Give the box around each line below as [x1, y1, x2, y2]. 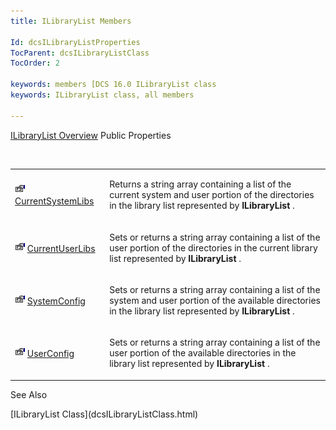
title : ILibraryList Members [10, 16, 132, 26]
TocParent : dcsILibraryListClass [10, 48, 150, 58]
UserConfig [26, 348, 75, 360]
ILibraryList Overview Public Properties [10, 129, 172, 141]
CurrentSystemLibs [14, 195, 95, 207]
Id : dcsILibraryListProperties [10, 37, 141, 47]
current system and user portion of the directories [109, 189, 315, 201]
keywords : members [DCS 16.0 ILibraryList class [10, 80, 217, 90]
